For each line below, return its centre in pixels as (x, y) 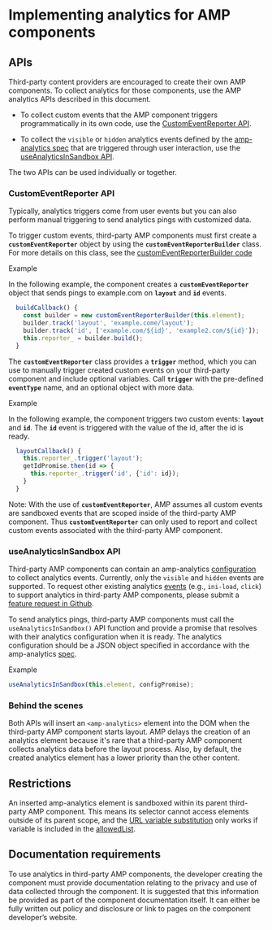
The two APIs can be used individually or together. (93, 172)
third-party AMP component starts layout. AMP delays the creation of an (130, 732)
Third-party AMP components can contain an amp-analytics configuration (132, 569)
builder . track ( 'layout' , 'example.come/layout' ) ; (109, 323)
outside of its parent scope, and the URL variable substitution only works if (133, 820)
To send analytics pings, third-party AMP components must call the (121, 619)
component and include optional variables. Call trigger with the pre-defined (136, 378)
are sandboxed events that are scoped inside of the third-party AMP (123, 513)
